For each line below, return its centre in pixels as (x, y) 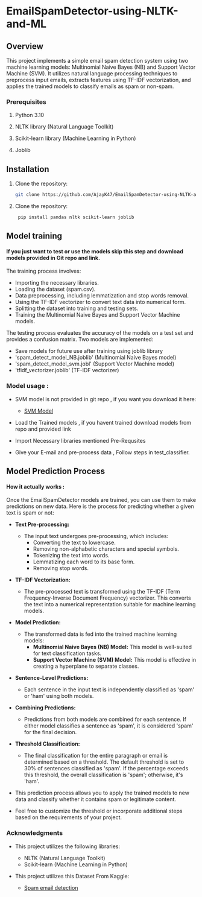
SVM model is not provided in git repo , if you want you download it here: (106, 399)
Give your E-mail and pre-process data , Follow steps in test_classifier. (102, 452)
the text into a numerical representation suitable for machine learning (110, 604)
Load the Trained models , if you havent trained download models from (103, 422)
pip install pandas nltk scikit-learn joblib (76, 217)
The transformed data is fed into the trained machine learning (100, 634)
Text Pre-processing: (42, 525)
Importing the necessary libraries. (57, 283)
